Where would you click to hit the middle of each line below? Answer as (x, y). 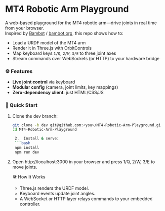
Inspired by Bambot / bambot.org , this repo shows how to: (64, 33)
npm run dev (27, 152)
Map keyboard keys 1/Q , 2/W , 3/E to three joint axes (64, 53)
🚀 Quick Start (21, 105)
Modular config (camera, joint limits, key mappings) (65, 87)
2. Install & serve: (37, 139)
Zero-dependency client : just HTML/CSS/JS (58, 93)
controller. (30, 204)
